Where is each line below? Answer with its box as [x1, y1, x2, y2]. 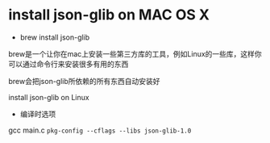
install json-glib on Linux [8, 92, 90, 102]
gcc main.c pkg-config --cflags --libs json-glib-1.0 [8, 125, 192, 135]
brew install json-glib [19, 32, 90, 42]
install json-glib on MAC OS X [8, 6, 210, 24]
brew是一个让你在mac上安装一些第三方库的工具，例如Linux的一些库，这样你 [8, 48, 262, 58]
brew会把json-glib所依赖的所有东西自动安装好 [8, 76, 160, 86]
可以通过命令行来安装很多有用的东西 [8, 59, 129, 69]
